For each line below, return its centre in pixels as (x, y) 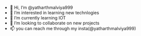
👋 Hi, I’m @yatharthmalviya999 (41, 8)
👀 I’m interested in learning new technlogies (54, 13)
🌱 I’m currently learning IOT (38, 18)
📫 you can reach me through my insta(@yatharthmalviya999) (73, 28)
